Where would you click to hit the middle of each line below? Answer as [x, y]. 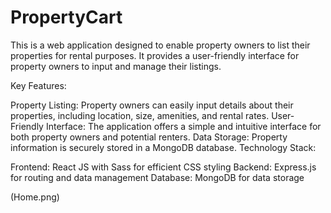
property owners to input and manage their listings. [116, 66]
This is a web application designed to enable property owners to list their [160, 45]
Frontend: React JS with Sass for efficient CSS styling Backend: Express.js [163, 167]
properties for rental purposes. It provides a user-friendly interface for [155, 55]
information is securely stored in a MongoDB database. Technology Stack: [163, 147]
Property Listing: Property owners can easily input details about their [152, 105]
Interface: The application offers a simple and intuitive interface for [183, 126]
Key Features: [38, 85]
